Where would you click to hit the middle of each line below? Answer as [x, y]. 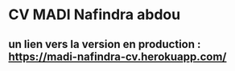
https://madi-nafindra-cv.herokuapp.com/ [117, 56]
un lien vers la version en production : [105, 44]
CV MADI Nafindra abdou [95, 15]
